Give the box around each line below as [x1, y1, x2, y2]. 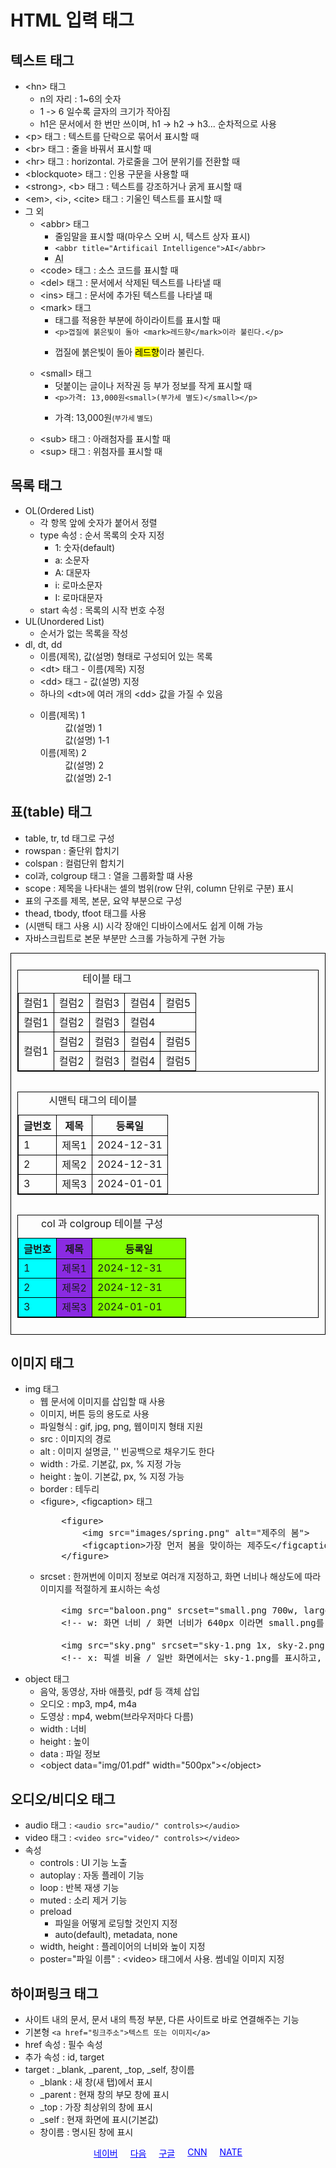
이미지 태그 [10, 1355, 75, 1372]
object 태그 [24, 1673, 70, 1685]
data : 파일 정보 [39, 1748, 101, 1760]
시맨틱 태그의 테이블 [48, 1093, 138, 1107]
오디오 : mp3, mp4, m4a [39, 1698, 137, 1710]
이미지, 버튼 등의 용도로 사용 [39, 1408, 150, 1420]
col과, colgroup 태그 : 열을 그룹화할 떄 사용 [24, 869, 194, 881]
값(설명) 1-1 [64, 734, 110, 746]
